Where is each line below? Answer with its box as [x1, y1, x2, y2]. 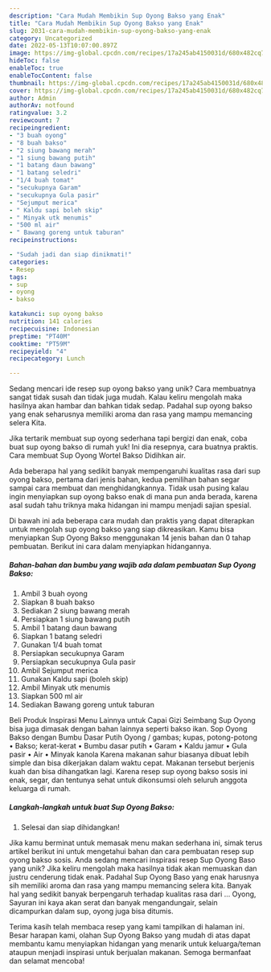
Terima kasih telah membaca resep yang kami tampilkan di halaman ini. [9, 922, 245, 932]
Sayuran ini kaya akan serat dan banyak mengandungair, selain [9, 898, 218, 908]
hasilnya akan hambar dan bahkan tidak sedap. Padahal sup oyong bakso [9, 401, 253, 411]
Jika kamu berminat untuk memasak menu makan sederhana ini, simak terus [9, 838, 263, 848]
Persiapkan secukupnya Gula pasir [20, 657, 136, 667]
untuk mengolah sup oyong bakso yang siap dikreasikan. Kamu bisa [9, 524, 235, 535]
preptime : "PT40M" [9, 332, 71, 340]
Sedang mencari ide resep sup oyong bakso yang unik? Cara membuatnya [9, 383, 257, 394]
